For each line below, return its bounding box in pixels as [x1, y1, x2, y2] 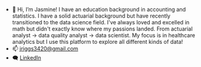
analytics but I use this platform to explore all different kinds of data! [12, 38, 183, 45]
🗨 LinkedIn [12, 54, 41, 61]
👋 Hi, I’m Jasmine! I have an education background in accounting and [12, 6, 186, 13]
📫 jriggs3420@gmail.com [12, 45, 79, 52]
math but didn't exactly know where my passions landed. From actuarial [12, 25, 193, 32]
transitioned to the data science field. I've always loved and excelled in [12, 19, 190, 26]
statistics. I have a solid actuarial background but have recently [12, 12, 171, 19]
